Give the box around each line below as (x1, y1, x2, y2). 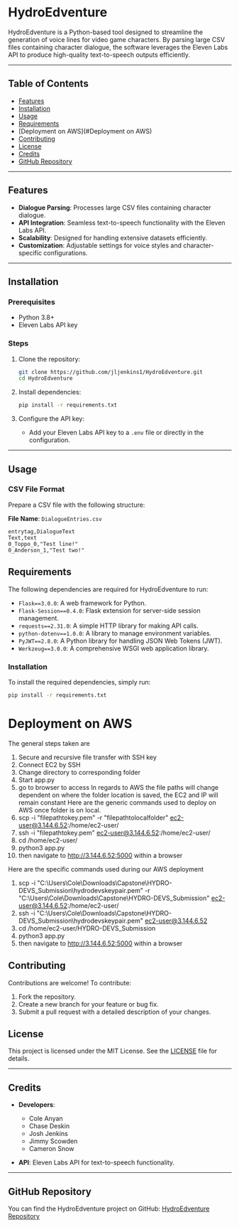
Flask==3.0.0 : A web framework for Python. (18, 599, 147, 607)
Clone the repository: (18, 355, 81, 363)
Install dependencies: (18, 388, 82, 397)
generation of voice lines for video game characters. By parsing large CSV (8, 35, 226, 43)
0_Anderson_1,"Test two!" (8, 547, 84, 554)
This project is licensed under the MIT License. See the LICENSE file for (8, 1046, 218, 1056)
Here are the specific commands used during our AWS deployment (8, 864, 204, 873)
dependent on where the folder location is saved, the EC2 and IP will (18, 791, 218, 799)
